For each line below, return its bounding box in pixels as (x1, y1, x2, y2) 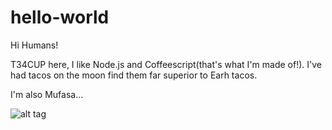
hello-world (10, 6, 110, 29)
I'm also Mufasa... (10, 88, 84, 100)
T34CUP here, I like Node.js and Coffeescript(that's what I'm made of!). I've (10, 58, 322, 70)
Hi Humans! (10, 39, 59, 51)
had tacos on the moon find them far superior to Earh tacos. (10, 69, 258, 81)
